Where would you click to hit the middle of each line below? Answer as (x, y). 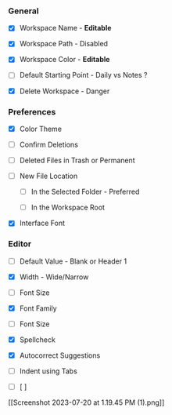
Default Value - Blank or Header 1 (73, 261)
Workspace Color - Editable (64, 60)
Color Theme (41, 129)
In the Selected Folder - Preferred (85, 192)
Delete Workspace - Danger (64, 91)
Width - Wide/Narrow (54, 277)
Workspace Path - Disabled (63, 44)
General (23, 11)
